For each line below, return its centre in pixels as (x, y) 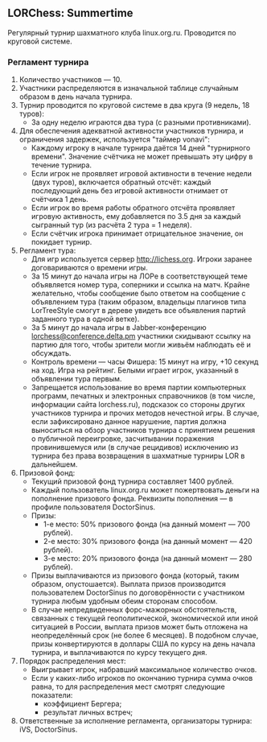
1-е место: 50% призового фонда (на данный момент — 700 (147, 524)
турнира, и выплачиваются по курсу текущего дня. (119, 653)
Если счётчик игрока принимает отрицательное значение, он (137, 233)
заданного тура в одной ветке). (85, 319)
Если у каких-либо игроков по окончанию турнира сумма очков (142, 678)
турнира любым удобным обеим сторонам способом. (124, 601)
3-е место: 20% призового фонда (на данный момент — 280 (148, 559)
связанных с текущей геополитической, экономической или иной (144, 618)
